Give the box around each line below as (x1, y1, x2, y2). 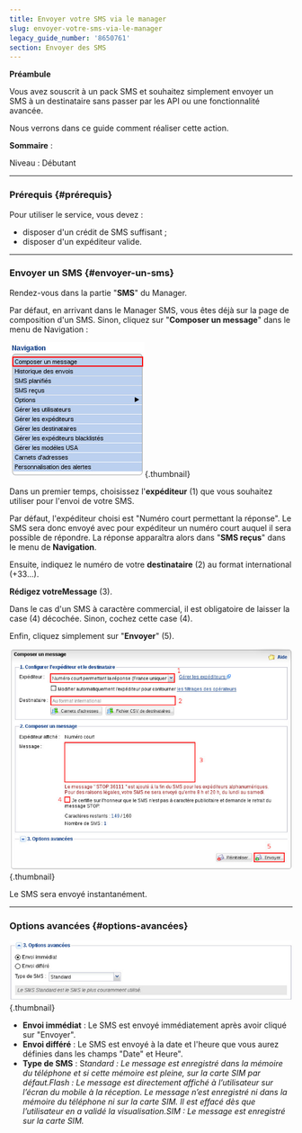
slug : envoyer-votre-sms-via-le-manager (9, 23, 164, 33)
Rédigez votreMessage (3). (9, 586, 112, 597)
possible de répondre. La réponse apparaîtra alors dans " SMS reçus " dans (9, 532, 286, 543)
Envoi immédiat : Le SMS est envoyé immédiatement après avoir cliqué (22, 1020, 288, 1030)
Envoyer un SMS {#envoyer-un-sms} (9, 266, 174, 279)
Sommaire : (9, 140, 53, 151)
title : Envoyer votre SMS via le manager (9, 14, 167, 23)
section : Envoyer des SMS (9, 43, 106, 52)
